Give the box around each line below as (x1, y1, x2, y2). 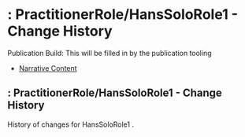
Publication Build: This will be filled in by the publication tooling (7, 48, 212, 57)
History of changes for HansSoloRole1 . (7, 120, 135, 129)
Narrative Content (18, 63, 77, 72)
